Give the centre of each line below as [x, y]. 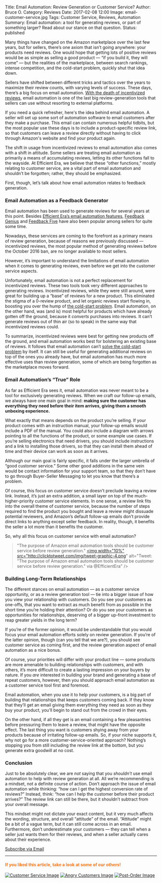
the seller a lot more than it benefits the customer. [54, 527]
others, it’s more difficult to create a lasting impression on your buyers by [78, 670]
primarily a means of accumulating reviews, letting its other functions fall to [80, 158]
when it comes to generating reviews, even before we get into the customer [80, 266]
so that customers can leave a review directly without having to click [73, 133]
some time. [16, 226]
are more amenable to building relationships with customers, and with [74, 664]
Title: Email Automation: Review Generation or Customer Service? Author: [78, 7]
